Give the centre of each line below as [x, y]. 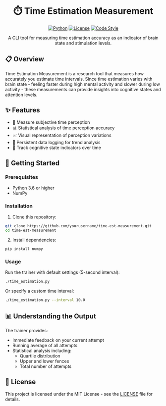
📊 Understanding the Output [51, 316]
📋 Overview [25, 59]
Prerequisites [22, 177]
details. [13, 399]
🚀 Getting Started [32, 163]
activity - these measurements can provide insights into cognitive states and [83, 89]
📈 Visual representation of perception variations [62, 135]
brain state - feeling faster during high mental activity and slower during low [83, 84]
